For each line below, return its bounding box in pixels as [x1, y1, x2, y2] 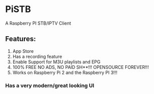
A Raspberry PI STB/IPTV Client [5, 20, 72, 26]
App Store [12, 48, 34, 54]
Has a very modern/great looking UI [5, 82, 94, 89]
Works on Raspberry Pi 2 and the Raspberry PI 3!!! [12, 69, 118, 75]
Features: [5, 35, 36, 43]
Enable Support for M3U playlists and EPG [12, 59, 101, 65]
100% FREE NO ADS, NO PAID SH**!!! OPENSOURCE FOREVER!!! [12, 64, 149, 70]
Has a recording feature [12, 53, 62, 59]
